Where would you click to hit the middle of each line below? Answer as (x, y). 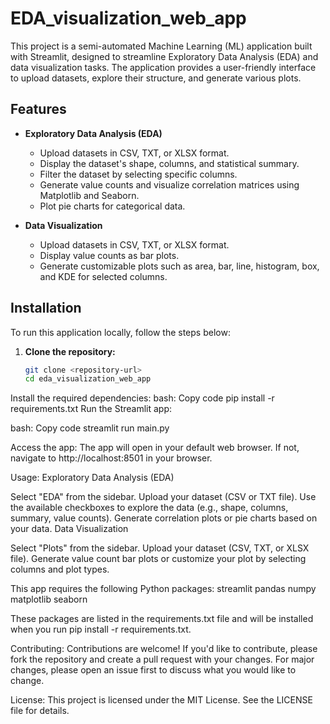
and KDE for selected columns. (103, 276)
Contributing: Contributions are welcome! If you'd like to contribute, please (164, 649)
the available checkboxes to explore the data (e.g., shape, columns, (149, 508)
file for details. (40, 711)
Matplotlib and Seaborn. (89, 195)
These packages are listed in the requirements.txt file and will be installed (162, 619)
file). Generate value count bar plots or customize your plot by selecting (158, 559)
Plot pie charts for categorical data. (112, 206)
